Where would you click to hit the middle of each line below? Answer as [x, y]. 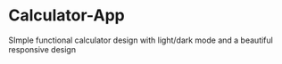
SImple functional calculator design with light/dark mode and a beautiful [141, 40]
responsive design [42, 49]
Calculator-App [67, 16]
